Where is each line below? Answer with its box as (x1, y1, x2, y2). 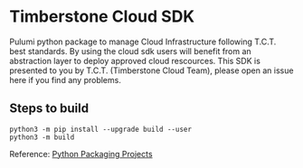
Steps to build (9, 101, 89, 117)
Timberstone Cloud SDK (9, 6, 195, 27)
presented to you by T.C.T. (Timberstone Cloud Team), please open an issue (9, 65, 294, 76)
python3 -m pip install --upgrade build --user (9, 125, 193, 134)
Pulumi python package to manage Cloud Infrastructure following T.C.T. (9, 36, 277, 47)
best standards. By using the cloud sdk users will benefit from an (9, 45, 251, 56)
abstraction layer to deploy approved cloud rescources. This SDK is (9, 55, 260, 66)
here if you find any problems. (9, 74, 122, 85)
